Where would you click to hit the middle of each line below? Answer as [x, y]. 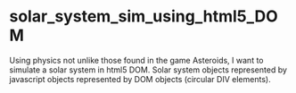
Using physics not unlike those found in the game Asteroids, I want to [136, 60]
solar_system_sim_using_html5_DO [144, 17]
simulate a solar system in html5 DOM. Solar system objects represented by [148, 70]
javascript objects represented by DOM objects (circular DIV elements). [140, 79]
